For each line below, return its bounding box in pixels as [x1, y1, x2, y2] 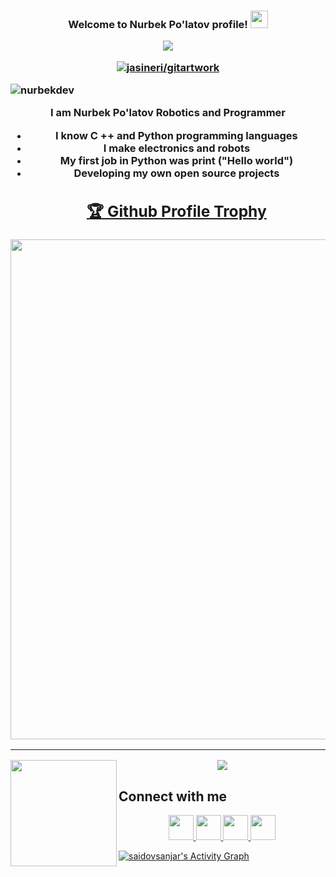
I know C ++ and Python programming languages [55, 128, 298, 142]
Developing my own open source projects [73, 166, 280, 180]
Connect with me [118, 788, 228, 805]
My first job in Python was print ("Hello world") [59, 153, 294, 167]
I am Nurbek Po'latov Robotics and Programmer [50, 106, 286, 120]
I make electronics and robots [103, 141, 251, 155]
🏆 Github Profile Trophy [86, 201, 267, 222]
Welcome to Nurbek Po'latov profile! [68, 17, 248, 31]
